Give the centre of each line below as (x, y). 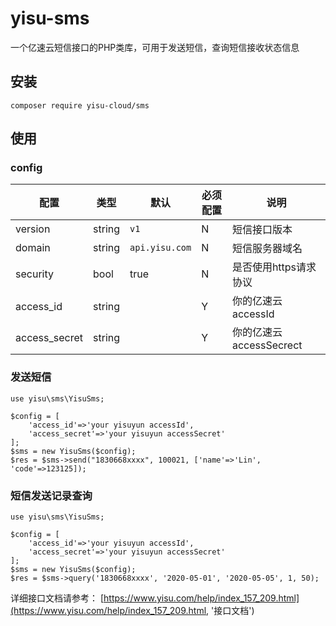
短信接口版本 (262, 230)
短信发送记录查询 (51, 495)
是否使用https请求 (274, 267)
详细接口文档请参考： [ (57, 598)
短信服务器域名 (267, 249)
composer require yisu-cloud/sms (80, 105)
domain (33, 248)
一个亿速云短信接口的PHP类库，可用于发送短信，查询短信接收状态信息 (155, 47)
